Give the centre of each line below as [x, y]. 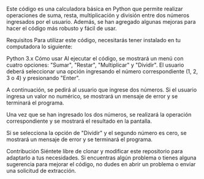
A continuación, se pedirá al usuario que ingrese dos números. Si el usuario [102, 90]
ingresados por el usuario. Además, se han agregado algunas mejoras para [101, 22]
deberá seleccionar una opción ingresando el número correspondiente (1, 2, [102, 71]
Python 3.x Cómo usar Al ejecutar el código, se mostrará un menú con [95, 58]
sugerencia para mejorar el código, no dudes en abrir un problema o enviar [101, 164]
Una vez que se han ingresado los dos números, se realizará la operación [99, 115]
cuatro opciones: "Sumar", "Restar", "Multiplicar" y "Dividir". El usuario [95, 65]
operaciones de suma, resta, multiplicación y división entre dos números [98, 15]
